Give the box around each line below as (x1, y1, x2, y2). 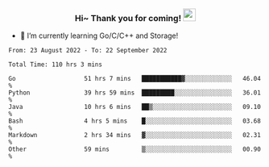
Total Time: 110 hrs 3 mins (8, 61, 103, 69)
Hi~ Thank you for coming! (74, 12, 182, 23)
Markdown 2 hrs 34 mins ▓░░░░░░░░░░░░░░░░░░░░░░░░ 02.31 (8, 132, 262, 140)
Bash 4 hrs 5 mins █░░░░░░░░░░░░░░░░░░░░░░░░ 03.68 (8, 117, 262, 125)
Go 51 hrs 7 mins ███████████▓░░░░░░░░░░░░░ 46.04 (8, 75, 262, 83)
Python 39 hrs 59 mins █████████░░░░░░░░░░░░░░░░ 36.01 (8, 89, 262, 97)
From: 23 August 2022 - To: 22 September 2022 (8, 47, 168, 55)
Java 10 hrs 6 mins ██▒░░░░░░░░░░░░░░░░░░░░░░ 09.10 (8, 103, 262, 111)
